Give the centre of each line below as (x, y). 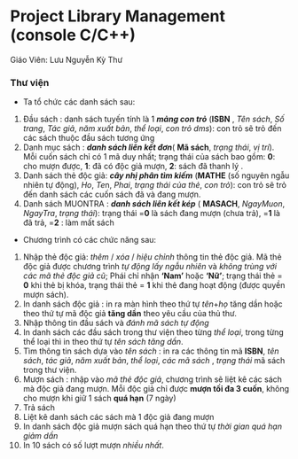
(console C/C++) (73, 35)
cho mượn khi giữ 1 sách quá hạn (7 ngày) (99, 398)
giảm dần (40, 436)
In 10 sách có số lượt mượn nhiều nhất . (94, 446)
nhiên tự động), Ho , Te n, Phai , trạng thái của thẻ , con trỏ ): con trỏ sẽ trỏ (155, 185)
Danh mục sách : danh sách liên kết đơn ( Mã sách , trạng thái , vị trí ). (149, 147)
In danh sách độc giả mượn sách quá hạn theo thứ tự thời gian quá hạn (153, 426)
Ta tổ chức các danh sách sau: (79, 102)
